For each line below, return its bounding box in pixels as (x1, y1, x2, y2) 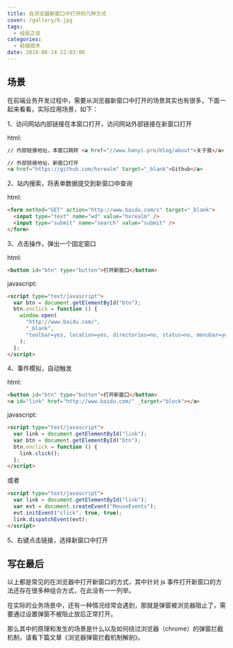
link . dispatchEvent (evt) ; (13, 515, 89, 523)
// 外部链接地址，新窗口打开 (7, 159, 79, 167)
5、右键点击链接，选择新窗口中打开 (7, 535, 109, 544)
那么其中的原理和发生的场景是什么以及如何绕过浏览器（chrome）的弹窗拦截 (7, 624, 224, 633)
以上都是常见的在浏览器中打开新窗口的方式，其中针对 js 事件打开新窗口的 (7, 578, 216, 586)
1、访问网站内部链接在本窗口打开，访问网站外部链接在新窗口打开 (7, 119, 192, 128)
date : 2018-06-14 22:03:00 (7, 49, 85, 56)
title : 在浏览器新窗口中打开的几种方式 (7, 10, 107, 17)
